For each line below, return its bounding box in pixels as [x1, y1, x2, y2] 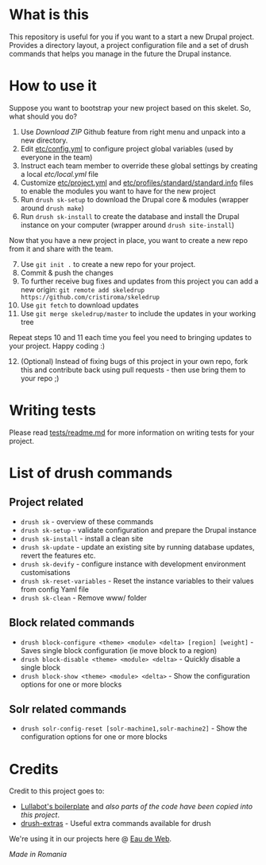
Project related [9, 495, 84, 509]
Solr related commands [9, 703, 127, 716]
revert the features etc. [20, 550, 96, 560]
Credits [9, 760, 59, 778]
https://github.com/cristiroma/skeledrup [20, 293, 160, 301]
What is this [9, 6, 90, 24]
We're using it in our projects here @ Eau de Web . [9, 834, 172, 843]
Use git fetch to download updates [20, 300, 139, 310]
